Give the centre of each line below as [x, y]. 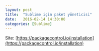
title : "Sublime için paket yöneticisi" [49, 14]
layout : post [19, 10]
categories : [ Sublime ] [29, 24]
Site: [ [11, 38]
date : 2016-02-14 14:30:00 [35, 19]
